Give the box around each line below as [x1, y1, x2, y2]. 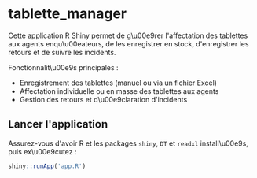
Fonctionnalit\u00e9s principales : [8, 62, 119, 72]
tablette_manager [8, 5, 127, 23]
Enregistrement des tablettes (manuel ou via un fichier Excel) [19, 78, 218, 87]
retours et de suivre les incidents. [8, 47, 116, 57]
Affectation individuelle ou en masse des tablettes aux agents [19, 86, 219, 95]
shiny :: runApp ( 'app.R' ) [8, 162, 86, 170]
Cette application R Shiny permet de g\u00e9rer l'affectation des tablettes [8, 31, 248, 40]
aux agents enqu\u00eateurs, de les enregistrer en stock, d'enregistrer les [8, 39, 249, 48]
